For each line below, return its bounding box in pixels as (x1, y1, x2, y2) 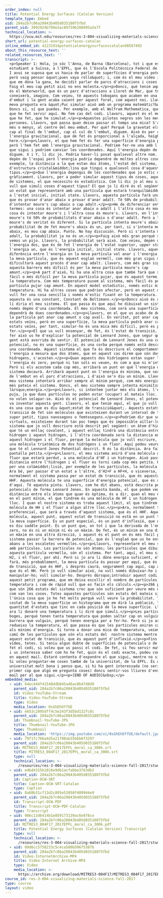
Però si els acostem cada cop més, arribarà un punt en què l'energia (9, 365, 155, 370)
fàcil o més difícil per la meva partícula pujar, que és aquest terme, (9, 274, 160, 279)
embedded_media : (5, 677, 38, 682)
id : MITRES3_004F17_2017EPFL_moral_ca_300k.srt (14, 745, 112, 750)
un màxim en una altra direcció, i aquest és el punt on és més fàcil (9, 532, 155, 537)
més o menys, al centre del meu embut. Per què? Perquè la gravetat (9, 125, 151, 130)
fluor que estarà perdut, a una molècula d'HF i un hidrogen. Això (9, 455, 149, 460)
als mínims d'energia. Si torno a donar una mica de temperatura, (9, 627, 147, 632)
